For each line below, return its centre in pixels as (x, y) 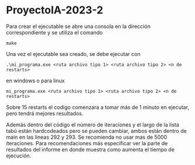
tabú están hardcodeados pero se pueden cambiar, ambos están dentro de (97, 131)
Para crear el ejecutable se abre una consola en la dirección (78, 26)
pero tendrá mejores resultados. (45, 113)
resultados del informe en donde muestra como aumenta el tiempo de (90, 149)
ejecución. (19, 156)
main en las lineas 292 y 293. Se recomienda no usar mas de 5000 (87, 137)
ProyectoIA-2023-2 (55, 10)
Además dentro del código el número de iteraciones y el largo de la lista (93, 124)
